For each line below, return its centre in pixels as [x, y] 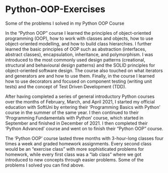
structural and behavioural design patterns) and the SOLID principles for [80, 65]
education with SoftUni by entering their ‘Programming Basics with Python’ [83, 107]
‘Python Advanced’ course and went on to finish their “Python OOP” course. [84, 128]
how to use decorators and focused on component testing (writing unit [79, 81]
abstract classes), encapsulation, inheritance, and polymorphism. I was [79, 54]
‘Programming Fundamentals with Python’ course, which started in [74, 118]
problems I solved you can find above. [45, 165]
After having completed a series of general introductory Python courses [80, 96]
